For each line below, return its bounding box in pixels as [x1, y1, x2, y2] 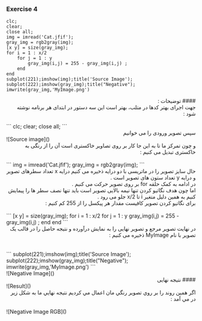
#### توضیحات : [157, 97, 196, 105]
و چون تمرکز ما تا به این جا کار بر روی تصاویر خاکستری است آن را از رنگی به [25, 142, 196, 149]
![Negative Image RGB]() [6, 308, 67, 316]
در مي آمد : [170, 295, 196, 302]
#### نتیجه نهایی [157, 276, 196, 284]
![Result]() [6, 283, 31, 290]
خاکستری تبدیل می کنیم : [139, 148, 196, 156]
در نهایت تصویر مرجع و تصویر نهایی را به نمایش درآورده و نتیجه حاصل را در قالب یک [10, 225, 196, 233]
